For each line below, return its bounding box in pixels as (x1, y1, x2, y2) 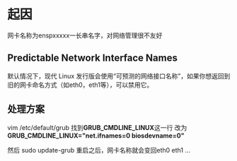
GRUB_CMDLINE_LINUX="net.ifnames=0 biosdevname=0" (7, 131, 185, 140)
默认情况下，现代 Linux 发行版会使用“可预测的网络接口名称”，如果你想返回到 (7, 71, 231, 80)
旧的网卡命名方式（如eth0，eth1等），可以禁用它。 (7, 80, 154, 89)
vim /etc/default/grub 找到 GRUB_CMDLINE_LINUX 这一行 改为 (7, 123, 187, 131)
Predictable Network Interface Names (7, 52, 178, 64)
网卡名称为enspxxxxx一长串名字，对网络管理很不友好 (7, 31, 163, 40)
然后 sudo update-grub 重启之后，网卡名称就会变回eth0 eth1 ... (7, 145, 191, 154)
